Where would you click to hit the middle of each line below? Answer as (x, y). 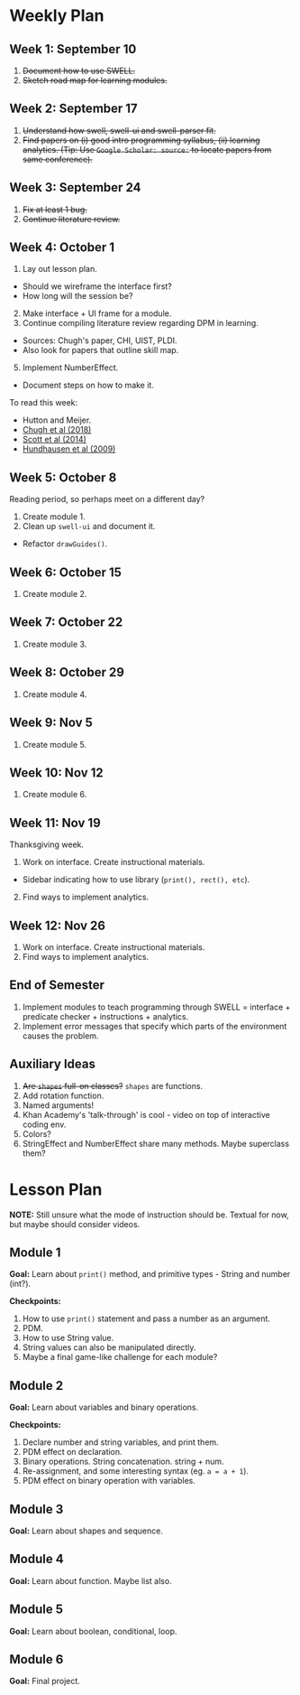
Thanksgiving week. (46, 844)
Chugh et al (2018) (57, 430)
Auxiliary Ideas (53, 1064)
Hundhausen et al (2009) (69, 449)
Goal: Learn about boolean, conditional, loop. (93, 1631)
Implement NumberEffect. (70, 368)
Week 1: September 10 (73, 49)
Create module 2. (55, 594)
